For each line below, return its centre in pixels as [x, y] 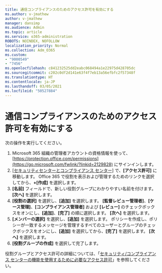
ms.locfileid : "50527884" [31, 91]
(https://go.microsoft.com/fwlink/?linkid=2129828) [62, 164]
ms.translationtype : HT [29, 77]
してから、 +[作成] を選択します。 [45, 183]
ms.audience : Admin [25, 28]
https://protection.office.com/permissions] [56, 159]
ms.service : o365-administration [39, 37]
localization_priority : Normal [37, 46]
